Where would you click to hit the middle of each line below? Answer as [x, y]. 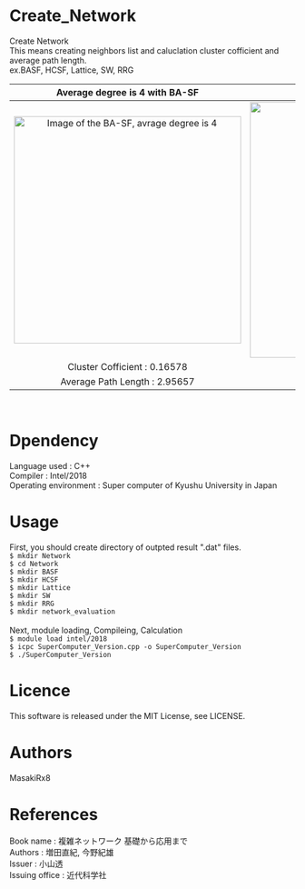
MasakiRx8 [30, 777]
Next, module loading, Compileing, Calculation [96, 630]
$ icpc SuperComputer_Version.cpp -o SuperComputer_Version [126, 646]
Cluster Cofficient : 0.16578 [128, 366]
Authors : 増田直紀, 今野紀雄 [62, 852]
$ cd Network [34, 564]
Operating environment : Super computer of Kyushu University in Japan [143, 485]
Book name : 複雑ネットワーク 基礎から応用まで [98, 841]
